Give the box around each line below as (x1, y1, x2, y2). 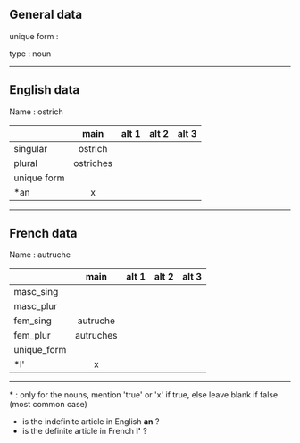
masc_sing (13, 286, 59, 298)
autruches (75, 330, 118, 342)
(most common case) (9, 399, 87, 410)
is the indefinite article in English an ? (21, 416, 160, 427)
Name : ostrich (9, 106, 64, 117)
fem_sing (13, 314, 52, 327)
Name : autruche (9, 249, 71, 260)
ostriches (73, 156, 113, 169)
